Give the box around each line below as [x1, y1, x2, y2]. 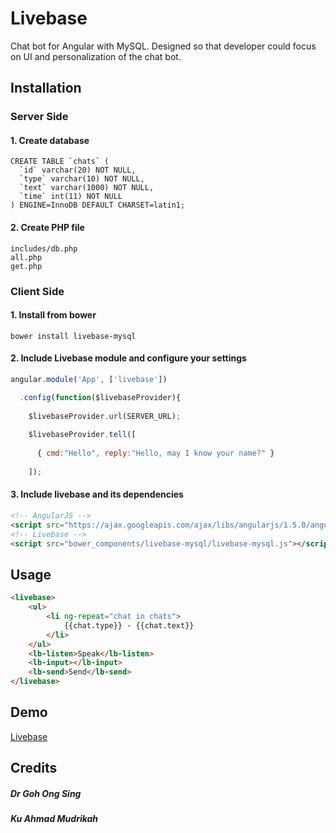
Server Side [10, 110, 69, 124]
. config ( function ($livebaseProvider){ [19, 392, 182, 402]
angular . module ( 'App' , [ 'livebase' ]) [10, 374, 168, 384]
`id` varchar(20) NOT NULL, [19, 165, 137, 176]
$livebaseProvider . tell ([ [28, 430, 137, 440]
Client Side [10, 284, 65, 298]
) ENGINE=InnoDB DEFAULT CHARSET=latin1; [10, 200, 186, 211]
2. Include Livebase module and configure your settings [10, 352, 247, 364]
